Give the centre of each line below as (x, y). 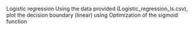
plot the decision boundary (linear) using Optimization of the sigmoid (92, 15)
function (17, 21)
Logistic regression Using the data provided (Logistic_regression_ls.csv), (97, 9)
